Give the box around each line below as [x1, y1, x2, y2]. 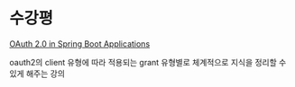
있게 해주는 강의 [9, 68, 66, 79]
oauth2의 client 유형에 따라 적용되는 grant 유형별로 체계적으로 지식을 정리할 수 [9, 57, 287, 67]
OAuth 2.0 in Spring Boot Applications [9, 38, 151, 49]
